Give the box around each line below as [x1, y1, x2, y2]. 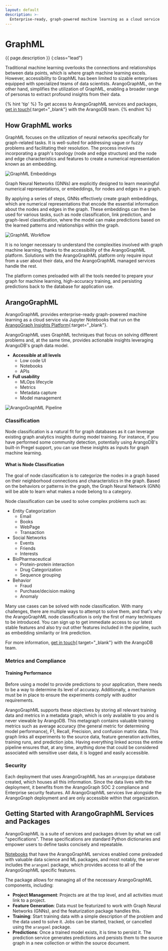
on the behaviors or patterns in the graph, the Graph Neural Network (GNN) [5, 483, 161, 489]
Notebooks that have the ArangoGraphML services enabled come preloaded [5, 851, 163, 857]
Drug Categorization [19, 567, 62, 573]
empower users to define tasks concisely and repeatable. [5, 841, 123, 847]
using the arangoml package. [12, 924, 71, 930]
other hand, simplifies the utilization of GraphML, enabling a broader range [5, 86, 159, 92]
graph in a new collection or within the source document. [12, 940, 130, 946]
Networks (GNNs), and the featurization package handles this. [12, 908, 141, 914]
